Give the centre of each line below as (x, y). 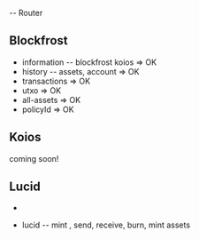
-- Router (26, 13)
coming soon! (34, 158)
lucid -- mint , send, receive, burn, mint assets (106, 225)
